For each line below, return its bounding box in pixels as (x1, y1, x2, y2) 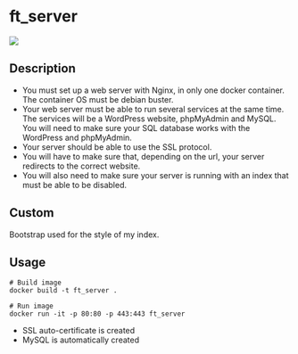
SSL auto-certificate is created (21, 325, 136, 336)
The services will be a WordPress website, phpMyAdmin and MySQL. (21, 113, 277, 124)
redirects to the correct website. (21, 161, 141, 171)
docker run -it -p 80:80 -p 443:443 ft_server (9, 309, 186, 318)
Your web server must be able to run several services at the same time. (21, 103, 285, 114)
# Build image (9, 278, 62, 287)
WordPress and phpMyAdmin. (21, 132, 132, 143)
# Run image (9, 301, 54, 311)
